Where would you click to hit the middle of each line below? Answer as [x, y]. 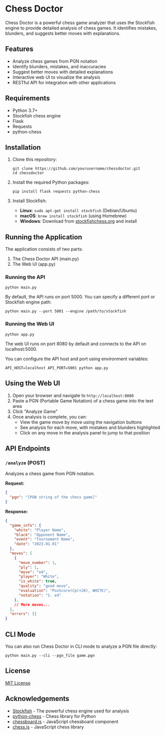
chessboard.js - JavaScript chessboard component [65, 721]
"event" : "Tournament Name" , [44, 539]
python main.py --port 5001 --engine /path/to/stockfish [66, 312]
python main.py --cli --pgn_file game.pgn [50, 655]
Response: [17, 511]
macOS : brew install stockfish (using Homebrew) [73, 216]
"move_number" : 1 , [37, 562]
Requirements [27, 98]
